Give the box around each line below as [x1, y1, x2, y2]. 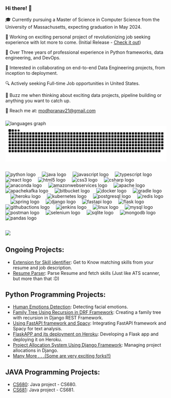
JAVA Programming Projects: [5, 368, 100, 376]
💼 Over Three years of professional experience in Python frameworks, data [5, 49, 164, 55]
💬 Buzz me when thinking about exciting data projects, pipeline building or [5, 92, 162, 98]
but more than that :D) [12, 275, 60, 282]
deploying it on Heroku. [12, 336, 62, 343]
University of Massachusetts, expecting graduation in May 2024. [5, 24, 142, 30]
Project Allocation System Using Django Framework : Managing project [12, 342, 161, 348]
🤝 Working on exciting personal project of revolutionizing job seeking [5, 34, 151, 40]
